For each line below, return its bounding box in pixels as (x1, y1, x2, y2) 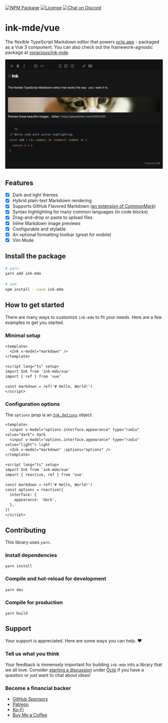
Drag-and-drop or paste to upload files (12, 214, 93, 220)
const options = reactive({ (5, 487, 64, 493)
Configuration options (5, 401, 60, 408)
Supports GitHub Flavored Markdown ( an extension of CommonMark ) (12, 203, 156, 209)
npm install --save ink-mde (5, 287, 64, 292)
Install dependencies (5, 552, 57, 559)
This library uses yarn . (5, 539, 51, 545)
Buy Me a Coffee (12, 712, 47, 718)
